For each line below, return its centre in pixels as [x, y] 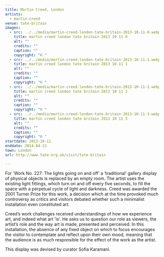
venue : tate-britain [26, 23]
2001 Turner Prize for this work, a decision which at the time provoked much [82, 194]
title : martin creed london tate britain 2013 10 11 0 [71, 37]
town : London [18, 150]
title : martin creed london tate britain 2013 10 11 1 [71, 64]
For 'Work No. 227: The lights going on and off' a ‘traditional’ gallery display [81, 173]
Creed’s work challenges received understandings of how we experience [79, 214]
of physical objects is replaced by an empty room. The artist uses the [75, 178]
